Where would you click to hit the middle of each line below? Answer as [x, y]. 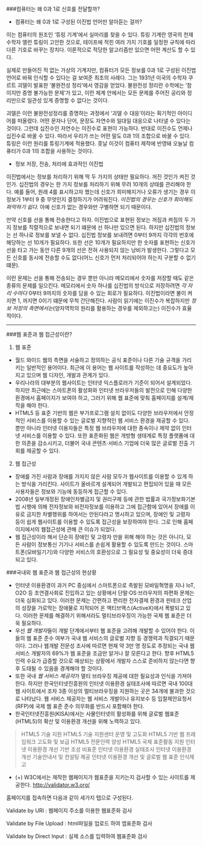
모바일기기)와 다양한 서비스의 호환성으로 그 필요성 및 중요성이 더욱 [104, 552]
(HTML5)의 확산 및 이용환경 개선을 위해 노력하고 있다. [78, 721]
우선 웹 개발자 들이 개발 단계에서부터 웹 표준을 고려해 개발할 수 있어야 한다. [101, 630]
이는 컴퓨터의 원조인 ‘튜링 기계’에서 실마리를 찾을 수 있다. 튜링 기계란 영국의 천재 [100, 34]
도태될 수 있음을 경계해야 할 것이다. [62, 668]
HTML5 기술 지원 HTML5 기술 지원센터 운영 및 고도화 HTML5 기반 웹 [103, 734]
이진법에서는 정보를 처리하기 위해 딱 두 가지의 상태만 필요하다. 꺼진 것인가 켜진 [98, 177]
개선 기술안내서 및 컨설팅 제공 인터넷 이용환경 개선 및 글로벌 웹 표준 [100, 757]
